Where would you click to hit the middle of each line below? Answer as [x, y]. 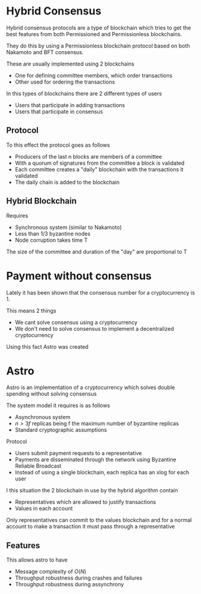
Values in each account [44, 509]
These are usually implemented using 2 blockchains [70, 64]
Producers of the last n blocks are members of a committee [88, 156]
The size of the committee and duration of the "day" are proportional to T [97, 251]
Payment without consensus [79, 276]
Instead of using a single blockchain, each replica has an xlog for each [102, 473]
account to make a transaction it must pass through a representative [91, 527]
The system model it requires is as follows [58, 406]
